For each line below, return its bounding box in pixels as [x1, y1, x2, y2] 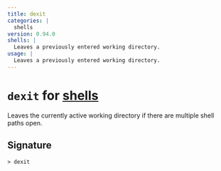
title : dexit [7, 10, 46, 18]
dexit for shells [7, 87, 99, 103]
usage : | [7, 51, 33, 58]
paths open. [7, 118, 43, 127]
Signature [7, 140, 52, 152]
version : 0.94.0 [7, 30, 55, 38]
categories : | [7, 17, 50, 24]
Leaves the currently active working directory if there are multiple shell [7, 111, 215, 120]
